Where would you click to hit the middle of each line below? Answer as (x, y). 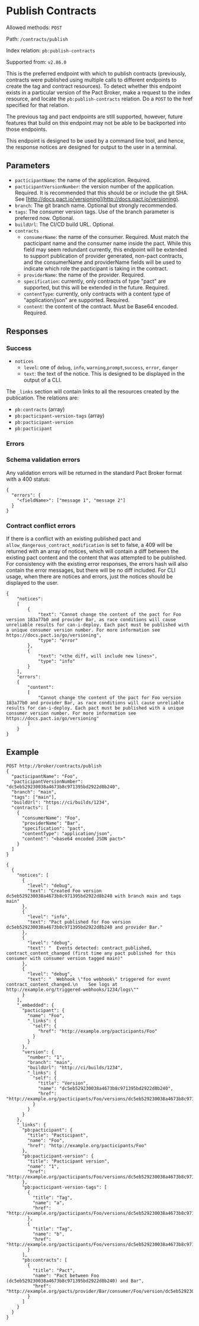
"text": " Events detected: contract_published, (90, 948)
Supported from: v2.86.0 (36, 62)
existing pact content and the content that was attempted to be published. (96, 558)
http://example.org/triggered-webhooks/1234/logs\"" (73, 990)
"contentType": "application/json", (67, 833)
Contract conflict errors (41, 525)
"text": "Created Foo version (65, 891)
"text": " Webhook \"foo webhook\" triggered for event (99, 979)
